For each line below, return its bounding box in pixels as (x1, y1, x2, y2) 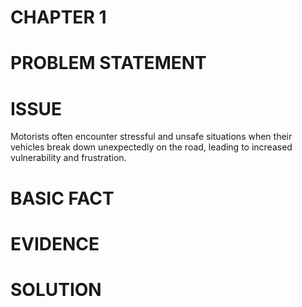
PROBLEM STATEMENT (10, 52, 207, 75)
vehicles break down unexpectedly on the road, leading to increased (10, 141, 293, 153)
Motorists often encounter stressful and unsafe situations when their (10, 131, 293, 143)
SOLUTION (10, 278, 102, 301)
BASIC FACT (10, 187, 115, 210)
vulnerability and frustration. (10, 152, 127, 164)
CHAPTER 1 (10, 6, 107, 29)
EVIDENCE (10, 232, 100, 255)
